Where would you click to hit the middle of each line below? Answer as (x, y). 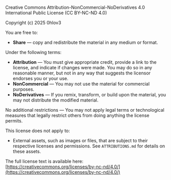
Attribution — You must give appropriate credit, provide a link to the (85, 62)
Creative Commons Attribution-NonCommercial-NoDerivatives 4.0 (75, 7)
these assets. (27, 151)
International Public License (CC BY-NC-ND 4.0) (56, 13)
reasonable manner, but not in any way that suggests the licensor (82, 73)
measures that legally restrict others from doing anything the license (77, 115)
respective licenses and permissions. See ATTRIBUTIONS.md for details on (89, 146)
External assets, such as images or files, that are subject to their (80, 140)
